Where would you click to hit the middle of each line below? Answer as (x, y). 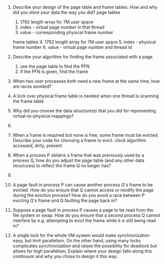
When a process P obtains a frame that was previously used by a (78, 155)
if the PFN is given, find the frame (54, 72)
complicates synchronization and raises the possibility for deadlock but (85, 246)
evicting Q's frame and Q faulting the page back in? (65, 200)
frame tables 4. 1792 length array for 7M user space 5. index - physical (84, 42)
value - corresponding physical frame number (67, 32)
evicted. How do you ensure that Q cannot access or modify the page (83, 190)
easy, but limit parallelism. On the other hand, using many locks (77, 241)
